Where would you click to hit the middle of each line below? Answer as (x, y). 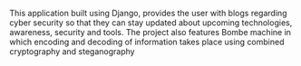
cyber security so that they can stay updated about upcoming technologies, (151, 23)
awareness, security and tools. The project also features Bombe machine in (150, 32)
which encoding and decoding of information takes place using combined (147, 42)
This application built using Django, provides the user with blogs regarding (148, 13)
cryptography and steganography (72, 52)
